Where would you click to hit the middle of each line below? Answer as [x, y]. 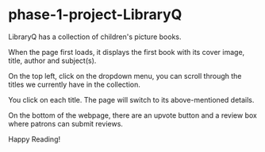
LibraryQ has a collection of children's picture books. [95, 37]
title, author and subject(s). [52, 60]
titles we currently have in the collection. [75, 84]
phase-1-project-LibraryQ [95, 15]
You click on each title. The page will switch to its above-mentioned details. [131, 99]
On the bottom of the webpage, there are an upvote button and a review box [133, 115]
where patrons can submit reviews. [65, 123]
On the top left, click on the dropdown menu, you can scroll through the [125, 76]
